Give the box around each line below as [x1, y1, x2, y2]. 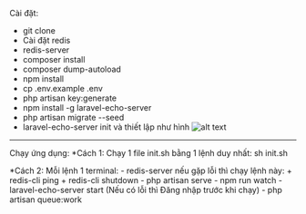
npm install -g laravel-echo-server [22, 102, 152, 112]
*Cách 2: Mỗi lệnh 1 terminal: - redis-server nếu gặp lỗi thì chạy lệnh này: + [9, 165, 293, 176]
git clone [22, 25, 56, 35]
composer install [22, 54, 86, 64]
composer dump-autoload [22, 63, 121, 74]
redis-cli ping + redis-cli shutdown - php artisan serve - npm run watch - [9, 175, 282, 185]
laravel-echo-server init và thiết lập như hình [22, 122, 190, 132]
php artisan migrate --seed [22, 112, 125, 122]
